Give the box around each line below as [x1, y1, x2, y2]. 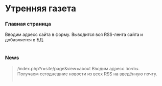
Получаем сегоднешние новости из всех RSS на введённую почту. [17, 71, 158, 77]
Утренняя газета [5, 3, 76, 14]
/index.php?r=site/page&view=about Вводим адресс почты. [17, 65, 140, 71]
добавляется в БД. [5, 37, 45, 43]
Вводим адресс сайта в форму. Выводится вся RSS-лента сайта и [5, 31, 143, 37]
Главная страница [5, 21, 51, 28]
